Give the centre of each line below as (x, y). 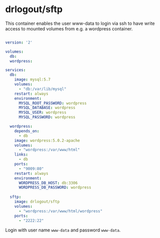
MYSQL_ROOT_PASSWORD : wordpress (52, 103)
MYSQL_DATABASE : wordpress (47, 108)
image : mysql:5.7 (33, 80)
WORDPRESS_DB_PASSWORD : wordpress (55, 188)
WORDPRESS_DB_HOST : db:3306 (48, 183)
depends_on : (27, 131)
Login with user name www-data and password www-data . (63, 230)
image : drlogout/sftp (37, 202)
